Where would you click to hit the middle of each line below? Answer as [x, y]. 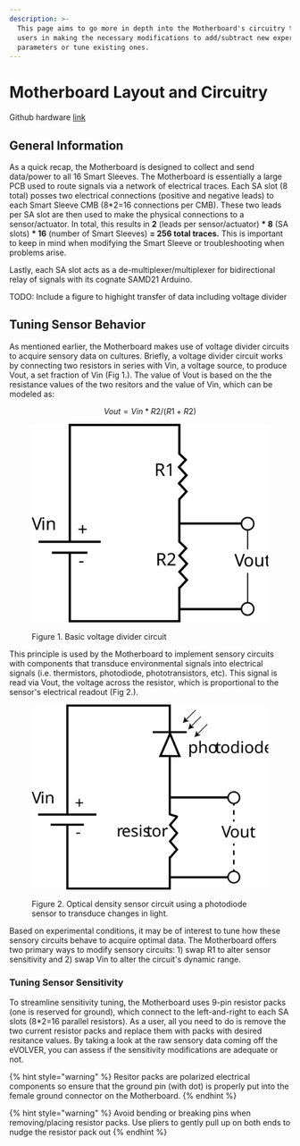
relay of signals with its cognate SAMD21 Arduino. [101, 279]
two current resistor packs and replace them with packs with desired [136, 1031]
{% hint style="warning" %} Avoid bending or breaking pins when [130, 1113]
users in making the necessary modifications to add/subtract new [143, 38]
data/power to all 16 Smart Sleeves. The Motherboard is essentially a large [146, 176]
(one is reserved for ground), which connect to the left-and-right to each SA [149, 1012]
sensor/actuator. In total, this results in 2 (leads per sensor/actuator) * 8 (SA [149, 224]
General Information [67, 145]
